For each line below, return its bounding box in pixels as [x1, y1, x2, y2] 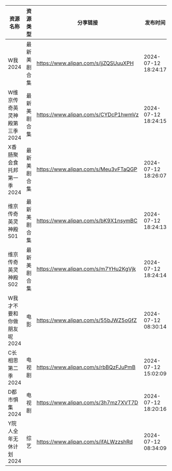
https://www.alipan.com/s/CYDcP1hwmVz [36, 111, 139, 118]
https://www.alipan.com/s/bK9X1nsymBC [36, 217, 138, 224]
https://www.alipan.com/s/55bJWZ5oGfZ [36, 317, 137, 323]
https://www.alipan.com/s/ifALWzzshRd [36, 438, 133, 445]
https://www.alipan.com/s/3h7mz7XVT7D [36, 399, 138, 406]
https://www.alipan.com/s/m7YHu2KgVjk [36, 265, 136, 272]
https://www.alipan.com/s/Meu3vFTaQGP [36, 166, 137, 173]
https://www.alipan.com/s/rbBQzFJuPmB [36, 364, 136, 371]
